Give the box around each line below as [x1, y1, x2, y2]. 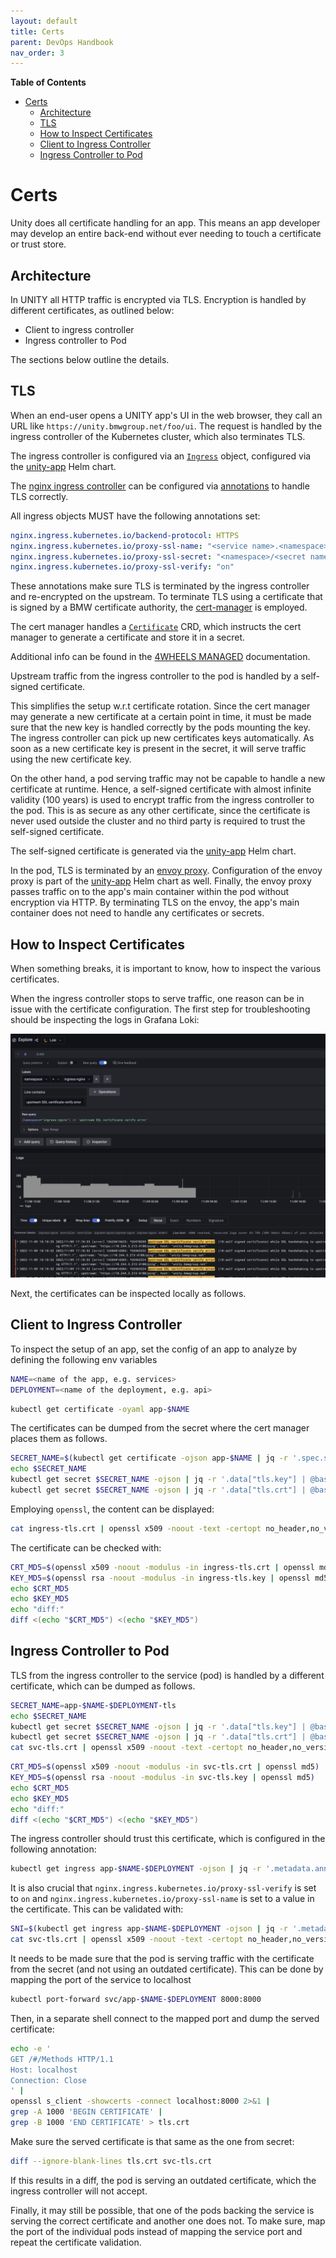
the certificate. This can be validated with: [10, 1903, 184, 1915]
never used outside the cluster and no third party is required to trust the [10, 815, 306, 827]
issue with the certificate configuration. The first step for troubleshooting [10, 1003, 311, 1015]
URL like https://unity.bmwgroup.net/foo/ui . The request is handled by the [10, 420, 323, 432]
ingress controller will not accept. [10, 2185, 148, 2197]
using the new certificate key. [10, 753, 132, 765]
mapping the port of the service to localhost [10, 1974, 192, 1986]
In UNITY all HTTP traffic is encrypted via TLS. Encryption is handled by [10, 294, 307, 305]
